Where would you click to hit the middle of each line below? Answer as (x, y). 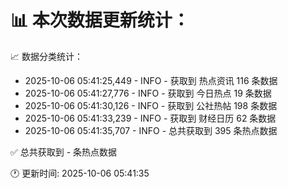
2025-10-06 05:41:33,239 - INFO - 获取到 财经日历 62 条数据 (150, 118)
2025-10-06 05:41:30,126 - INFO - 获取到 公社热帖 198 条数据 (151, 105)
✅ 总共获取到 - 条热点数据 (64, 152)
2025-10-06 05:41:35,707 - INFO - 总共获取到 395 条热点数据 (151, 130)
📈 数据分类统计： (46, 56)
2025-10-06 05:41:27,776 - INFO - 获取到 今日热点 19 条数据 (148, 93)
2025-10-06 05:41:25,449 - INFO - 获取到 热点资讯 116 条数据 (151, 80)
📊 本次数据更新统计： (100, 20)
